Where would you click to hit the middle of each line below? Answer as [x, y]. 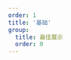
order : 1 [22, 15]
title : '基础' [30, 23]
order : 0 [29, 44]
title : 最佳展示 [39, 37]
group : [19, 30]
